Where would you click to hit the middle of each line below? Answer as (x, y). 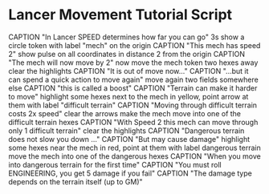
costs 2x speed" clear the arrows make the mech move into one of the (125, 113)
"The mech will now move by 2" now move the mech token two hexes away (133, 63)
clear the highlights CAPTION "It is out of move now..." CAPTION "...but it (128, 71)
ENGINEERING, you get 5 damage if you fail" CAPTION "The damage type (130, 173)
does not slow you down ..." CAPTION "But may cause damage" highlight (129, 139)
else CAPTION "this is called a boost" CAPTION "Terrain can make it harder (133, 88)
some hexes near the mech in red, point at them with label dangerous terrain (134, 148)
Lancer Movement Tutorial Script (120, 15)
